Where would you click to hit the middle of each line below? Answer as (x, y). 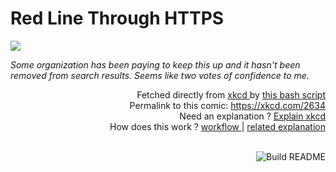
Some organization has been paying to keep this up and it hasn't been (155, 64)
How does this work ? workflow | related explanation (217, 126)
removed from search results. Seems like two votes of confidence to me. (160, 75)
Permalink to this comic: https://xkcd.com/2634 (227, 105)
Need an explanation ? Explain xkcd (252, 116)
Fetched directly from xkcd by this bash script (231, 94)
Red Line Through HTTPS (117, 18)
